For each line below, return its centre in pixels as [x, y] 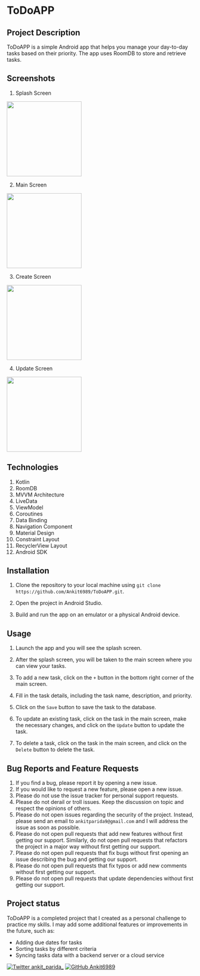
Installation [28, 571]
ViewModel [29, 507]
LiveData [26, 501]
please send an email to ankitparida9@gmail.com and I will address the [101, 821]
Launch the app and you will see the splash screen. [79, 648]
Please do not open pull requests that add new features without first [99, 834]
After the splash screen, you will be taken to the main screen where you [104, 659]
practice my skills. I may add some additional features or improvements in [97, 924]
